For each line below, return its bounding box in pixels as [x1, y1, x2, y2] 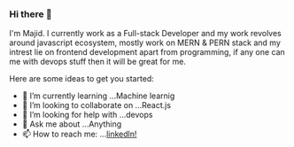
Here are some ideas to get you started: [9, 73, 155, 84]
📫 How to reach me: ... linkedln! [21, 128, 137, 140]
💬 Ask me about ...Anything [21, 119, 122, 129]
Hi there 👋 [9, 8, 53, 20]
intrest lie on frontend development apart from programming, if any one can [9, 47, 285, 58]
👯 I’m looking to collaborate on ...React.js [21, 100, 171, 111]
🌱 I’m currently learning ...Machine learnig [21, 90, 175, 101]
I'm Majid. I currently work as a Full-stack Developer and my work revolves [9, 28, 282, 39]
